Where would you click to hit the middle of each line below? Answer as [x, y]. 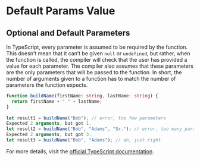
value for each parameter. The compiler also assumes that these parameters [100, 66]
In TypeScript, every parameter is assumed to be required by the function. [97, 47]
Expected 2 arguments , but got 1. [49, 124]
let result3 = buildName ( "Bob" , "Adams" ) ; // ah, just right [84, 140]
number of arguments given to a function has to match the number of [91, 79]
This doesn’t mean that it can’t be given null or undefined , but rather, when [98, 53]
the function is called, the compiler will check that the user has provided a [97, 60]
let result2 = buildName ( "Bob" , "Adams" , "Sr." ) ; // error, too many [94, 129]
